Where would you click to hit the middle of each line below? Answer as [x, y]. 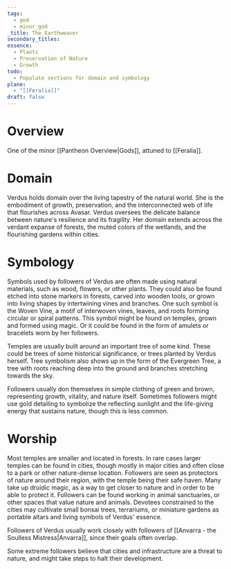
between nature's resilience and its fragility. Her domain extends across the [115, 219]
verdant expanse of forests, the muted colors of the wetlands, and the [107, 227]
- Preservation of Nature [51, 59]
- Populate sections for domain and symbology [82, 78]
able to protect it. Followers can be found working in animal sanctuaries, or [113, 494]
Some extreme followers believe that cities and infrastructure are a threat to [115, 551]
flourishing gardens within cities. [54, 234]
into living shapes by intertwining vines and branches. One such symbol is [113, 303]
